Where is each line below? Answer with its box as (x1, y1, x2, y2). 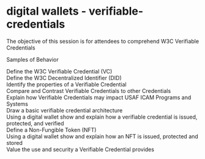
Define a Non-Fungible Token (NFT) (6, 126, 97, 133)
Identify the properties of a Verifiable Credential (6, 81, 127, 88)
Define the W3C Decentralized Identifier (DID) (6, 74, 122, 81)
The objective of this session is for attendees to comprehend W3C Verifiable (6, 37, 199, 45)
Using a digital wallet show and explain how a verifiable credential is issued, (6, 113, 198, 120)
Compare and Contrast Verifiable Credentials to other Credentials (6, 87, 171, 94)
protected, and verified (6, 119, 64, 127)
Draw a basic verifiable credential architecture (6, 106, 123, 114)
